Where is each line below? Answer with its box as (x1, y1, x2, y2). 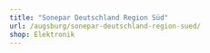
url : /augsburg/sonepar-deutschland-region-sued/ (9, 22, 202, 31)
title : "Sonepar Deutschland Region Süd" (9, 13, 169, 22)
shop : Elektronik (9, 30, 75, 39)
